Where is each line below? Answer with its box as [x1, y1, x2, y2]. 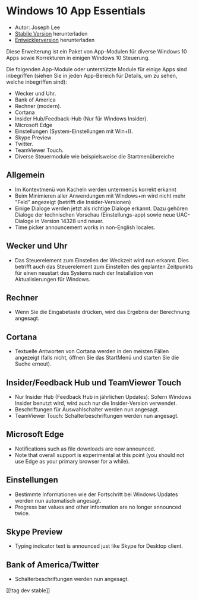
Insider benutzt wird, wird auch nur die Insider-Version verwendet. [14, 399, 177, 407]
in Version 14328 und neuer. [34, 217, 104, 224]
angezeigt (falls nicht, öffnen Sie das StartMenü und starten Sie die [14, 354, 179, 361]
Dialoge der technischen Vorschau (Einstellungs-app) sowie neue [14, 211, 175, 218]
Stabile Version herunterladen [14, 30, 88, 37]
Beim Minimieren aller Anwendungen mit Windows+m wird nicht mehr [14, 192, 186, 199]
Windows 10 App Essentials [6, 4, 146, 18]
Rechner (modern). [14, 102, 62, 109]
